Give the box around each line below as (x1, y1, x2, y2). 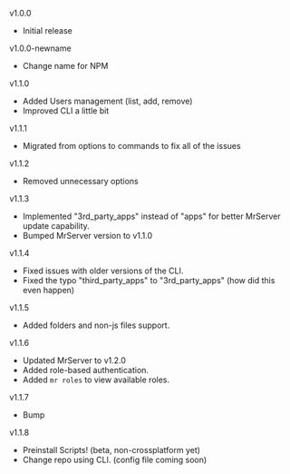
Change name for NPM (22, 61, 109, 71)
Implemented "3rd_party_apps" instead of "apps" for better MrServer (22, 211, 281, 222)
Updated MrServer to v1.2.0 (22, 355, 127, 366)
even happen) (22, 285, 75, 295)
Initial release (22, 25, 72, 35)
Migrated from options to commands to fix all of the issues (22, 141, 242, 151)
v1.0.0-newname (9, 43, 72, 54)
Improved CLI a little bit (22, 105, 110, 116)
